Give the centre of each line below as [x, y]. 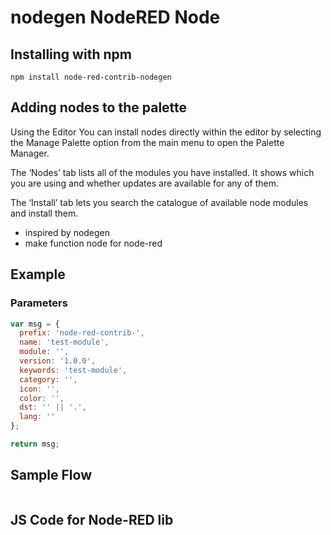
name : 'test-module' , [64, 342]
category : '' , [48, 379]
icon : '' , [39, 389]
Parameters [39, 303]
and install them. [44, 213]
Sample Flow [51, 475]
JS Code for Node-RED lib [92, 520]
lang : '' [37, 417]
